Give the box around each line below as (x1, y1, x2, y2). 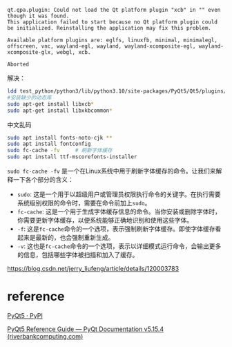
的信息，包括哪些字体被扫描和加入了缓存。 (17, 251, 139, 259)
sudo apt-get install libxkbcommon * (7, 107, 113, 114)
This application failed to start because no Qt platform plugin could (7, 19, 217, 26)
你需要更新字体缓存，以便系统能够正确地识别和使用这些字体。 (17, 216, 193, 224)
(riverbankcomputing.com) (7, 332, 84, 340)
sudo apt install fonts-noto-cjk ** (7, 134, 113, 141)
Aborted (7, 61, 30, 68)
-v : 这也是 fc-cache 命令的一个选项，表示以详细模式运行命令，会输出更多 (17, 242, 222, 250)
